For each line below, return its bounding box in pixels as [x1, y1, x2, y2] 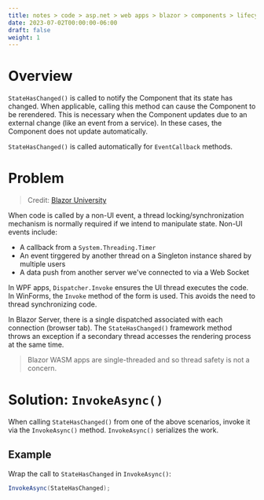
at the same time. [8, 340, 64, 350]
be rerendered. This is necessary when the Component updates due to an [8, 110, 247, 119]
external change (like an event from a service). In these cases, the [8, 119, 222, 128]
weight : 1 [8, 33, 41, 42]
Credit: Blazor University [27, 196, 107, 205]
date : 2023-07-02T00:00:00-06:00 [8, 19, 118, 27]
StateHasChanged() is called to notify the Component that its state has [8, 94, 233, 103]
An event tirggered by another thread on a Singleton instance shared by [19, 251, 252, 260]
